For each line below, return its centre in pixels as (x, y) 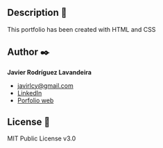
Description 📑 (37, 13)
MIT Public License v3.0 (42, 138)
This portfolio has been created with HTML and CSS (81, 29)
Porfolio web (35, 100)
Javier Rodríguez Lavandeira (50, 72)
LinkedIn (29, 93)
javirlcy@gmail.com (45, 85)
